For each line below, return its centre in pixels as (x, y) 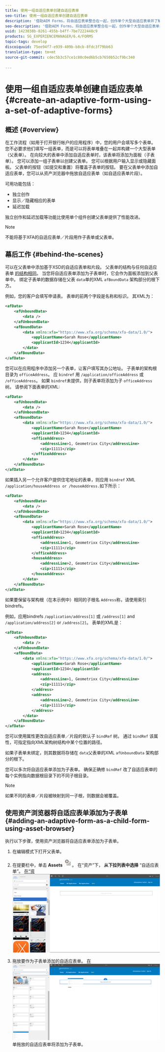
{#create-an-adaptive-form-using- (78, 100)
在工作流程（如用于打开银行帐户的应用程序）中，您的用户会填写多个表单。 (80, 143)
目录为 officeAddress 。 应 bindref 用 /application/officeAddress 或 (74, 374)
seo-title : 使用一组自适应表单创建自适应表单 (47, 16)
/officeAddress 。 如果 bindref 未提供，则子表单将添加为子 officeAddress (79, 381)
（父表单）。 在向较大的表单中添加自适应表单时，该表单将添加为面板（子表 (80, 155)
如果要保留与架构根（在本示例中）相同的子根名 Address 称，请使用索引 (76, 599)
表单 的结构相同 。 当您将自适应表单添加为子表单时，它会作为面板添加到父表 (82, 273)
